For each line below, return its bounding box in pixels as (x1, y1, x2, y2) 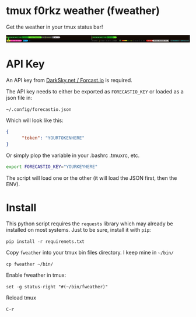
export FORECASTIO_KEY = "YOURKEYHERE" (6, 163, 98, 170)
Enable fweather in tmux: (6, 271, 66, 278)
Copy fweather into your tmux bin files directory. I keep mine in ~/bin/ (6, 249, 174, 256)
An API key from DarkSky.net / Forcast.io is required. (6, 77, 132, 84)
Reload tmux (6, 294, 37, 301)
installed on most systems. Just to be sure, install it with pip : (6, 227, 151, 234)
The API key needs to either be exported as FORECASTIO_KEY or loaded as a (6, 88, 184, 95)
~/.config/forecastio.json (6, 107, 72, 113)
